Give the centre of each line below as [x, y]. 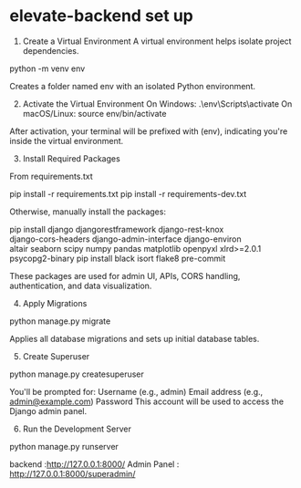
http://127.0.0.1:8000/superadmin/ [73, 473]
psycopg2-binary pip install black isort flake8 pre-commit [118, 258]
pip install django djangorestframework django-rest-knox [117, 229]
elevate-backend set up [101, 16]
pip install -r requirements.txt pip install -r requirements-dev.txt [128, 193]
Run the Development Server [77, 429]
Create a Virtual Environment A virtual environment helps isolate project [157, 41]
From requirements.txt [51, 176]
